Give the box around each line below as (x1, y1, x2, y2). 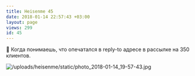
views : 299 (6, 24, 33, 31)
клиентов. (6, 52, 31, 59)
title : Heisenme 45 (6, 8, 54, 15)
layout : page (6, 19, 38, 25)
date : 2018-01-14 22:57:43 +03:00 (6, 14, 90, 20)
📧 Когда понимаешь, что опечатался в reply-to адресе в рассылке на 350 (6, 46, 190, 53)
